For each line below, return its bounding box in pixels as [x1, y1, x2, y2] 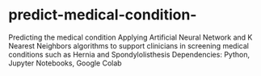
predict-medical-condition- [8, 6, 197, 24]
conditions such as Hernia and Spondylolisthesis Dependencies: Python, [8, 49, 250, 59]
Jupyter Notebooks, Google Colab [8, 58, 123, 68]
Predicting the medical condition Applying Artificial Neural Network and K [8, 32, 253, 42]
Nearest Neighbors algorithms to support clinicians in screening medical [8, 40, 249, 50]
